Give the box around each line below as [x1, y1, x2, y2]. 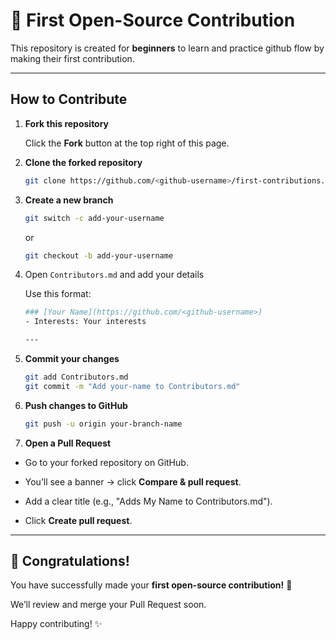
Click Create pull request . [24, 514, 133, 526]
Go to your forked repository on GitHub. [24, 456, 189, 468]
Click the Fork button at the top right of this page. [24, 137, 230, 149]
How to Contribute [10, 91, 128, 108]
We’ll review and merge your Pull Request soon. [10, 599, 207, 611]
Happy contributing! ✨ [10, 618, 103, 630]
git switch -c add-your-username [24, 213, 165, 223]
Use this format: [24, 288, 92, 300]
